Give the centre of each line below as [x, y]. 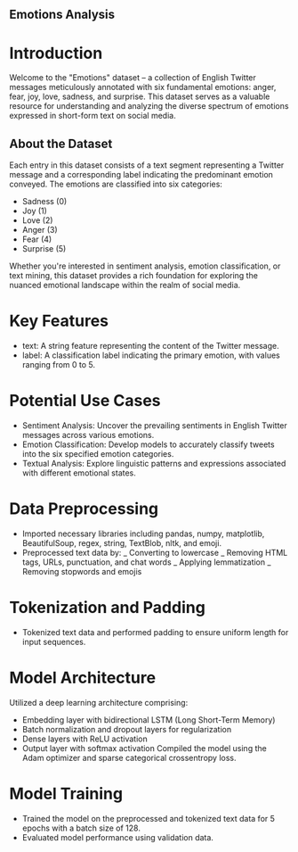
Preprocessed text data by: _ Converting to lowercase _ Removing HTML [155, 552]
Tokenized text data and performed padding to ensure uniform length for [155, 632]
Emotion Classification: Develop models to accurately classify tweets [148, 444]
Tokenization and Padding [108, 608]
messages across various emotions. [88, 435]
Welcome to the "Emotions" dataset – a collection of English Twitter [133, 78]
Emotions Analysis [62, 15]
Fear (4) [37, 239]
